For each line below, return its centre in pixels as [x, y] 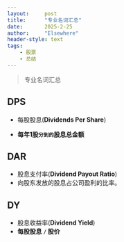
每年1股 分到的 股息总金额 [51, 134]
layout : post [32, 14]
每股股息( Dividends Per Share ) [61, 120]
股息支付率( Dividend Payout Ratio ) [67, 174]
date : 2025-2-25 [40, 26]
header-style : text [35, 40]
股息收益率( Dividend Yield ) [56, 223]
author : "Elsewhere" [43, 33]
